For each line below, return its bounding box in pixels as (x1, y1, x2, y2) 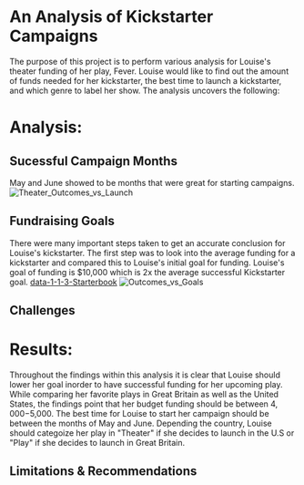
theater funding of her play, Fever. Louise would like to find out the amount (9, 66, 289, 77)
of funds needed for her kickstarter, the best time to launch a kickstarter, (9, 75, 282, 86)
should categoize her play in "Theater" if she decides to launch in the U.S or (9, 428, 295, 439)
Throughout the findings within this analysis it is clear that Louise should (9, 369, 280, 380)
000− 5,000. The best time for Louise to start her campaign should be (9, 408, 270, 419)
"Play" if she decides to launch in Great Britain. (9, 438, 186, 449)
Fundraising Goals (9, 213, 116, 229)
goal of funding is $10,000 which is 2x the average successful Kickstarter (9, 266, 286, 277)
